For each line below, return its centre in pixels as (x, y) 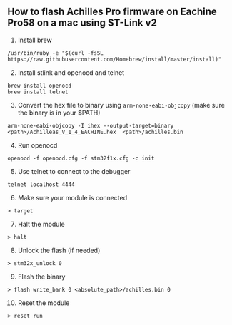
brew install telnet (38, 92)
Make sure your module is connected (72, 197)
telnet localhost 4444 (41, 185)
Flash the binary (41, 277)
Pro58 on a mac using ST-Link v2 (82, 23)
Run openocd (37, 145)
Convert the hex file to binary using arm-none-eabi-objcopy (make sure (121, 105)
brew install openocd (40, 86)
